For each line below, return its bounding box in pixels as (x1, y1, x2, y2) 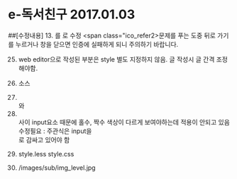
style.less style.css (18, 149, 75, 158)
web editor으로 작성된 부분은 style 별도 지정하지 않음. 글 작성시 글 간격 (18, 54, 215, 64)
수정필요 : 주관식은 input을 (18, 127, 92, 135)
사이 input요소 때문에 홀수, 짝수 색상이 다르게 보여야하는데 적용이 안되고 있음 (18, 117, 230, 126)
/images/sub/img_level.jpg (18, 163, 96, 172)
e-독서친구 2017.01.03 (8, 6, 136, 23)
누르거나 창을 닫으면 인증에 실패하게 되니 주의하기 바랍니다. (15, 40, 179, 48)
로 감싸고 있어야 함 (18, 135, 70, 144)
